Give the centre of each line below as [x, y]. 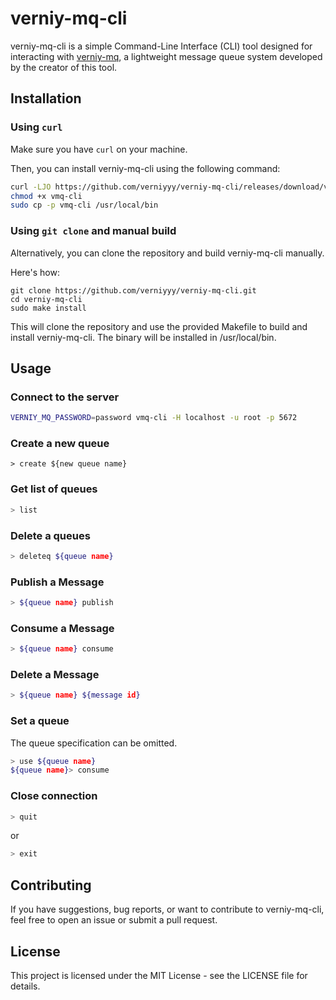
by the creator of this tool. [64, 67]
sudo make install [48, 308]
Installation [46, 98]
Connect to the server [65, 397]
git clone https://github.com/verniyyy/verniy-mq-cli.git [133, 290]
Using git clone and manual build [93, 231]
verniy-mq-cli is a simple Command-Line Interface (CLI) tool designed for [161, 46]
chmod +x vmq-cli [46, 196]
